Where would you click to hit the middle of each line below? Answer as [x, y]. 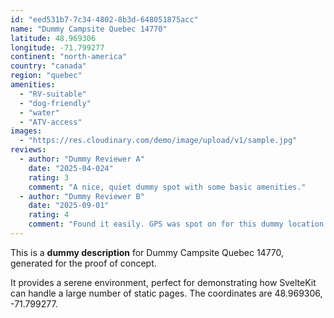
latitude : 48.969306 [53, 38]
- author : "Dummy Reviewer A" [82, 159]
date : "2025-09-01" [69, 206]
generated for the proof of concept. [83, 263]
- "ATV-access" [51, 122]
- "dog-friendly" [55, 103]
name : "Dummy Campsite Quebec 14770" [89, 29]
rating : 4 [49, 215]
